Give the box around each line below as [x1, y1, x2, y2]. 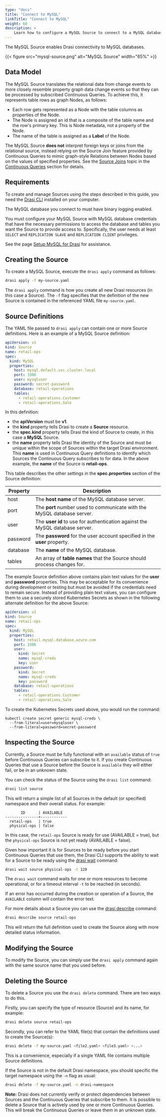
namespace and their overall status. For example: [5, 800, 105, 806]
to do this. [5, 995, 26, 1001]
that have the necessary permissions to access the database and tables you [5, 221, 160, 227]
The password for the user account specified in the [35, 532, 155, 539]
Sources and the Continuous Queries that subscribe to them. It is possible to [5, 1096, 161, 1102]
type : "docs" [5, 7, 32, 12]
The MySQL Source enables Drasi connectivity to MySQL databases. [5, 44, 145, 50]
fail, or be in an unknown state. [5, 767, 68, 773]
